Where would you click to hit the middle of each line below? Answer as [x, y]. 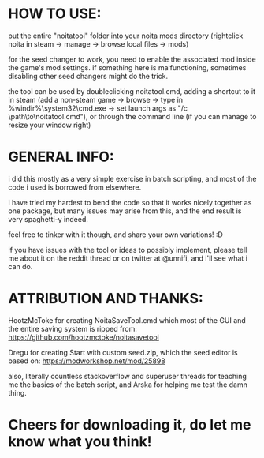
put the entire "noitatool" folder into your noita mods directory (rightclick [126, 36]
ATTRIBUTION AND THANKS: [106, 299]
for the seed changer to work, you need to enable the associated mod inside [132, 59]
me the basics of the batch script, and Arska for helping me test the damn [128, 385]
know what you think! [80, 441]
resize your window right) [50, 125]
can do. [20, 266]
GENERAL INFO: [61, 157]
